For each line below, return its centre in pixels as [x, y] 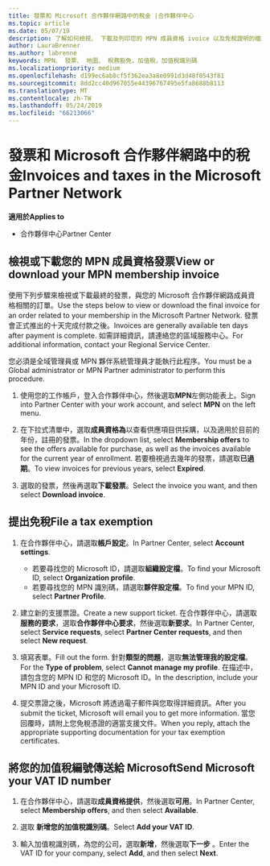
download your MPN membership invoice [114, 275]
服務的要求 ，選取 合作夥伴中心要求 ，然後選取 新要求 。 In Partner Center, [137, 623]
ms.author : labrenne [43, 53]
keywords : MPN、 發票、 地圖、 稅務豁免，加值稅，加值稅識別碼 [103, 61]
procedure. [27, 379]
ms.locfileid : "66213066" [51, 114]
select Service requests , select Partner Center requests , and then [131, 632]
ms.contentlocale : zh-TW [50, 98]
